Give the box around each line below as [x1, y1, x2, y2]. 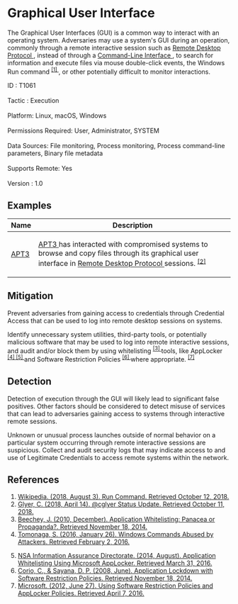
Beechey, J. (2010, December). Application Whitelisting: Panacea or [17, 515, 215, 524]
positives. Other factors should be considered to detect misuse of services [7, 402, 225, 410]
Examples [7, 199, 52, 211]
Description [112, 220, 154, 230]
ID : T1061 [7, 81, 36, 89]
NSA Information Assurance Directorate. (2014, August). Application [17, 552, 216, 560]
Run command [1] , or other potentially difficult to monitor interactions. [7, 66, 211, 76]
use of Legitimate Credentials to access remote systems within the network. [7, 453, 229, 462]
